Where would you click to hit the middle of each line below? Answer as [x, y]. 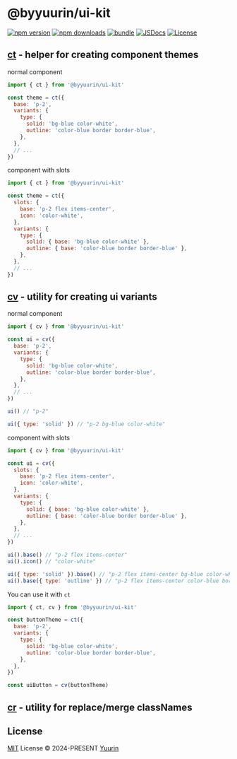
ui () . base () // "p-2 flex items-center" [68, 555]
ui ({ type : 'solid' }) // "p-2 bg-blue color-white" [86, 424]
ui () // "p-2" [28, 411]
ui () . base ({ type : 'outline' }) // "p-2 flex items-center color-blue [113, 581]
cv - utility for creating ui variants [82, 297]
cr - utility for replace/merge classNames [100, 707]
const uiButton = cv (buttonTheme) [58, 686]
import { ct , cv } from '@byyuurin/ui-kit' [72, 607]
